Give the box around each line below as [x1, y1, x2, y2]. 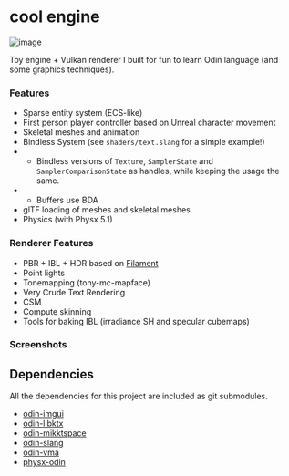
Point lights [22, 267, 66, 278]
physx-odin [22, 457, 67, 468]
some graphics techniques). [9, 64, 115, 75]
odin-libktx [22, 418, 64, 429]
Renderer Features [9, 237, 94, 250]
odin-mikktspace [22, 428, 87, 439]
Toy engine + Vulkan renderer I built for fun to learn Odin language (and [9, 54, 279, 65]
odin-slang [22, 438, 64, 449]
